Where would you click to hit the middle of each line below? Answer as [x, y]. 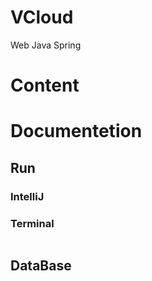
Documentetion [76, 131]
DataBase [41, 266]
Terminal [32, 223]
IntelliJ [27, 196]
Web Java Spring [46, 45]
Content [45, 85]
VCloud [42, 17]
